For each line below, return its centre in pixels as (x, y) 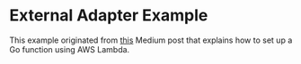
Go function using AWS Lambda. (70, 49)
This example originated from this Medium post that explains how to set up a (151, 40)
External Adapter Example (109, 16)
